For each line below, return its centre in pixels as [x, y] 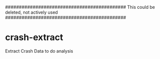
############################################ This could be [80, 7]
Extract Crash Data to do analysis [39, 51]
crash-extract [34, 38]
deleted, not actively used [31, 12]
